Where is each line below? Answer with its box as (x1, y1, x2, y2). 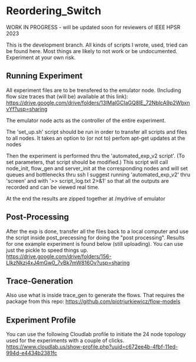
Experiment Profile (6, 315, 77, 325)
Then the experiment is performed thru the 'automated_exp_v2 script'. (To (6, 152, 185, 159)
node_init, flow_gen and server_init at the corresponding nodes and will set (6, 164, 188, 172)
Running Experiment (6, 71, 83, 81)
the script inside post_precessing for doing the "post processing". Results (6, 234, 185, 241)
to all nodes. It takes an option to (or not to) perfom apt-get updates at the (6, 134, 185, 141)
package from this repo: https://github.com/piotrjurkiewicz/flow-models (6, 298, 181, 305)
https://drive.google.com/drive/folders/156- (6, 252, 112, 260)
